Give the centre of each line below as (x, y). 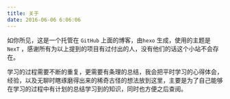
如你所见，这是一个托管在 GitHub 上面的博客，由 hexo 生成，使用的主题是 (109, 40)
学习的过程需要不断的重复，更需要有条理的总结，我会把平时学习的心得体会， (115, 72)
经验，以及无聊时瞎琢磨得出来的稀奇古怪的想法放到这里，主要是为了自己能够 (115, 80)
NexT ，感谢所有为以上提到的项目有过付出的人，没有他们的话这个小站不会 (110, 48)
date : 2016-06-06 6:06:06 (44, 20)
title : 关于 (23, 13)
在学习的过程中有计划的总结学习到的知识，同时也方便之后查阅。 (97, 89)
